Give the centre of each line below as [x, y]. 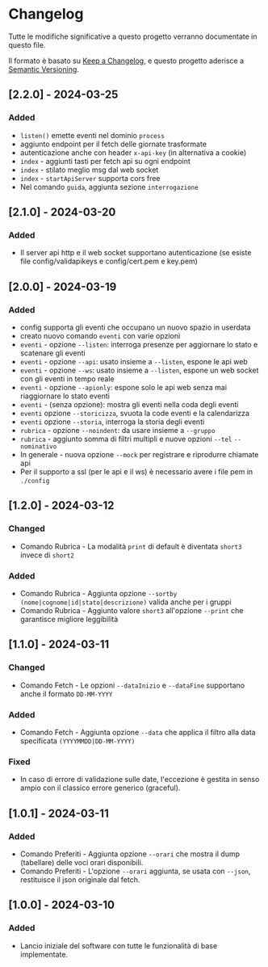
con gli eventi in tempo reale [67, 379]
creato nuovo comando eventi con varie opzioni [100, 336]
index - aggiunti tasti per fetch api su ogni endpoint [105, 161]
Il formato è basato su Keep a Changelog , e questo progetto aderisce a [126, 61]
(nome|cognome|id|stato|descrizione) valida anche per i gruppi [126, 602]
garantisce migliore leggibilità [69, 619]
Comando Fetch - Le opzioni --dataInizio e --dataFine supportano [132, 685]
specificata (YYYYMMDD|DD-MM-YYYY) [77, 741]
